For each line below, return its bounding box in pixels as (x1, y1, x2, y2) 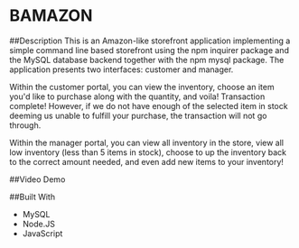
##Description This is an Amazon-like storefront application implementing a (9, 35, 291, 46)
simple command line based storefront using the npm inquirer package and (9, 44, 289, 55)
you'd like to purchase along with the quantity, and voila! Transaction (9, 91, 266, 102)
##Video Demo (9, 173, 66, 185)
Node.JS (22, 218, 56, 229)
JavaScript (22, 227, 63, 239)
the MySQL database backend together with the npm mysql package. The (9, 54, 285, 65)
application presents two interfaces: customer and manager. (9, 64, 234, 75)
